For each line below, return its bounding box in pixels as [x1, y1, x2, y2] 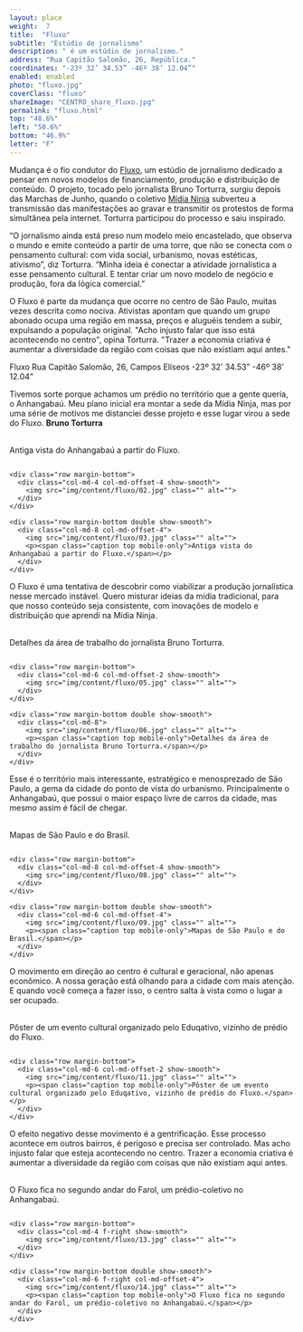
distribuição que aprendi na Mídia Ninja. [9, 609, 158, 620]
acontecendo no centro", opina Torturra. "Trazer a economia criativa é [9, 334, 271, 345]
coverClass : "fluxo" [9, 89, 88, 98]
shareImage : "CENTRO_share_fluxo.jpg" [9, 97, 156, 107]
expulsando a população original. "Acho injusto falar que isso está [9, 324, 255, 335]
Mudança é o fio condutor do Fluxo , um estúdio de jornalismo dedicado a [9, 164, 283, 175]
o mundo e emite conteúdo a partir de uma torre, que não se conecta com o [9, 239, 292, 250]
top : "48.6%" [9, 114, 59, 123]
